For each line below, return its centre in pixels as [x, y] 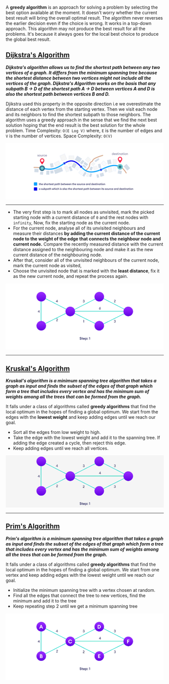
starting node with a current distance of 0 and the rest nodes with [80, 217]
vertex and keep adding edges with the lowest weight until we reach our [80, 575]
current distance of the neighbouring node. [57, 255]
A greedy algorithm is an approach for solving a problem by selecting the [82, 7]
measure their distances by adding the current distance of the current [86, 233]
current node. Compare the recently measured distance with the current [88, 244]
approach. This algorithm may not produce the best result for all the [76, 29]
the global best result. [28, 39]
